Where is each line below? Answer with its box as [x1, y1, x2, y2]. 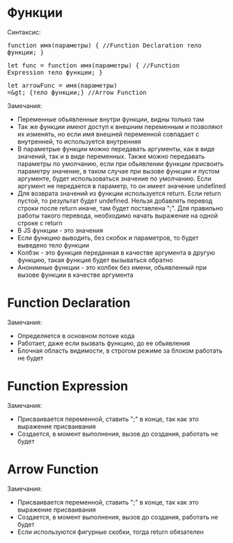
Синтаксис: [7, 28, 41, 36]
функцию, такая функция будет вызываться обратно [17, 256, 173, 264]
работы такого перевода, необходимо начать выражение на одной [17, 211, 218, 220]
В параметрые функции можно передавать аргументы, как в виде [17, 144, 216, 153]
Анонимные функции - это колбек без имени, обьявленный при [17, 263, 207, 271]
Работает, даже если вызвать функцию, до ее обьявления [17, 339, 190, 347]
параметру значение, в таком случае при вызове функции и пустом [17, 167, 220, 175]
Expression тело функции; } [7, 68, 103, 76]
